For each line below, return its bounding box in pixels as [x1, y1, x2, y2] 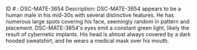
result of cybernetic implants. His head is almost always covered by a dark [5, 31, 191, 38]
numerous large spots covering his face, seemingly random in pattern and [5, 18, 190, 25]
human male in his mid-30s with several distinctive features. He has [5, 11, 175, 19]
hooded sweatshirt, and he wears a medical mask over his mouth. [5, 37, 170, 44]
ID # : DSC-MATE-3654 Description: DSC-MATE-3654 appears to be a [5, 5, 181, 12]
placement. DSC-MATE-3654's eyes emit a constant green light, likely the [5, 24, 190, 31]
